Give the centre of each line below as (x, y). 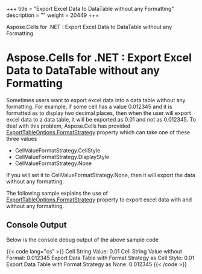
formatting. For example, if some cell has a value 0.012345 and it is (89, 106)
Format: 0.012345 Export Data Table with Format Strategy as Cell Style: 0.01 (100, 258)
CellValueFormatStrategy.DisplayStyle (62, 157)
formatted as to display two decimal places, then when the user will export (99, 113)
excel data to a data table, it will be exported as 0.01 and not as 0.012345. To (101, 119)
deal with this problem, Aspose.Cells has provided (68, 126)
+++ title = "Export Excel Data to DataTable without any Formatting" (90, 9)
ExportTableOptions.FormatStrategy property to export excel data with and (99, 200)
